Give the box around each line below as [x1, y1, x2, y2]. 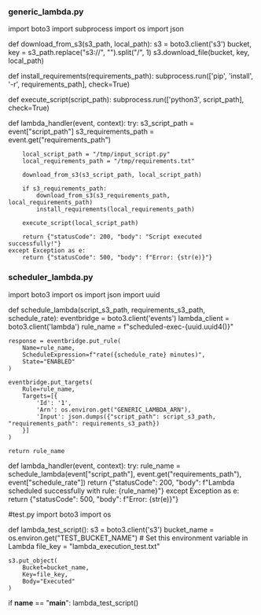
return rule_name [8, 447, 65, 455]
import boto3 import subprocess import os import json [8, 24, 185, 34]
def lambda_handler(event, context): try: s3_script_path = [8, 119, 195, 128]
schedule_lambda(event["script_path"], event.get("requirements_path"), [8, 469, 242, 478]
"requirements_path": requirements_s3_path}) [8, 419, 160, 427]
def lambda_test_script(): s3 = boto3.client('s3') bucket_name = [8, 525, 215, 534]
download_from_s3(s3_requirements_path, [36, 192, 171, 200]
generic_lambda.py [8, 6, 84, 17]
